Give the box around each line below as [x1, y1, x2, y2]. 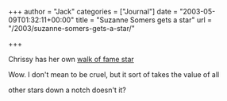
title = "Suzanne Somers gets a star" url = [75, 15, 213, 25]
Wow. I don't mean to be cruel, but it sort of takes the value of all [8, 70, 220, 79]
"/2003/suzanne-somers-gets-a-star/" [8, 24, 135, 33]
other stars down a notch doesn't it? [8, 85, 127, 95]
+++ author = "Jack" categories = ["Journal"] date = [8, 7, 179, 16]
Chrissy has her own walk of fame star [8, 55, 135, 64]
